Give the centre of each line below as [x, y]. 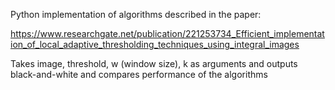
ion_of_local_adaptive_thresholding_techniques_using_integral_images [155, 44]
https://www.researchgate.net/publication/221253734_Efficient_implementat [167, 33]
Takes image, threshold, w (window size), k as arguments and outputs [154, 63]
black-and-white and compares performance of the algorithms [139, 74]
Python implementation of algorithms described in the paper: [136, 14]
